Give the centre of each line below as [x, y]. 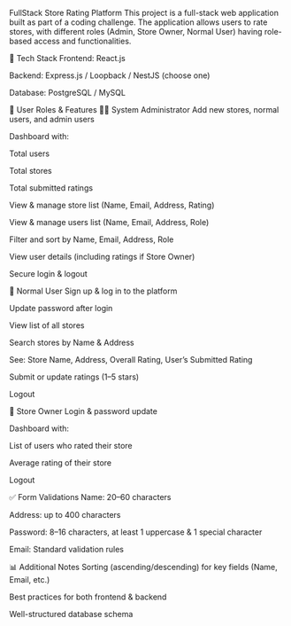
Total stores [31, 171]
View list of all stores [47, 325]
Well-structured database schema [71, 614]
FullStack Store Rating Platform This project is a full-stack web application [144, 13]
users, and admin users [52, 119]
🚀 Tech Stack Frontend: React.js [67, 58]
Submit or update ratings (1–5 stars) [74, 377]
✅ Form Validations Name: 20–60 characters [90, 497]
